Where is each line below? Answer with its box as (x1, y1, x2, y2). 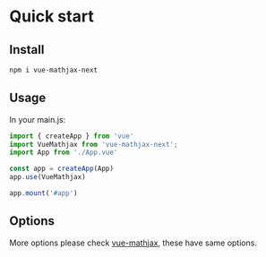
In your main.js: (9, 114, 66, 124)
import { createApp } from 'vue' (9, 132, 134, 141)
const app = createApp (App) (9, 164, 115, 174)
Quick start (9, 6, 94, 27)
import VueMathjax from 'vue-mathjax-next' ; (9, 140, 178, 149)
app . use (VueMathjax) (9, 173, 87, 182)
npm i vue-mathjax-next (9, 65, 99, 74)
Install (9, 42, 45, 57)
